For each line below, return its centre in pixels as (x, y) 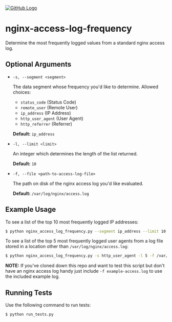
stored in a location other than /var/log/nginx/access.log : (67, 247)
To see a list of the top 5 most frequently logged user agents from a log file (84, 241)
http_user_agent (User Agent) (52, 118)
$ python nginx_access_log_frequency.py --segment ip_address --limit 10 (86, 231)
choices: (22, 92)
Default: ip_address (34, 134)
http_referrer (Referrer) (46, 124)
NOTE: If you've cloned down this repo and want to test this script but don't (85, 266)
